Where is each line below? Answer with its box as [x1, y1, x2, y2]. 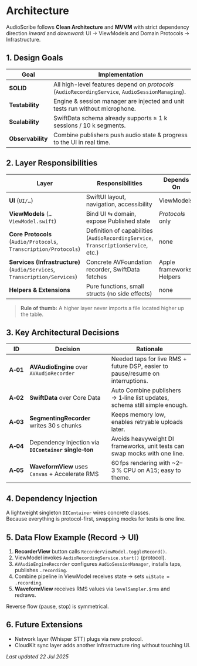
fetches [86, 273, 107, 281]
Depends [163, 175, 189, 184]
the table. [20, 311, 44, 318]
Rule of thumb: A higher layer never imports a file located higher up [20, 304, 185, 311]
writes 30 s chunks [29, 422, 82, 430]
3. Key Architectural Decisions [6, 327, 120, 338]
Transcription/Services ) [9, 273, 78, 281]
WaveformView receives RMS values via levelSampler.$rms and [14, 585, 170, 592]
